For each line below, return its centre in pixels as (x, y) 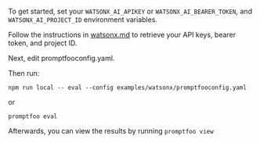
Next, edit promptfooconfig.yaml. (61, 58)
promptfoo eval (33, 116)
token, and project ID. (43, 43)
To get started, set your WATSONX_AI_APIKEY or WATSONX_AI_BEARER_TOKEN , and (130, 11)
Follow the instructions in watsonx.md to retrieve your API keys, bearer (122, 35)
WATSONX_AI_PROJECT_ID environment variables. (83, 20)
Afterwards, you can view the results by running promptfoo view (111, 131)
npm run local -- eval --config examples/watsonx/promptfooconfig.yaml (127, 88)
